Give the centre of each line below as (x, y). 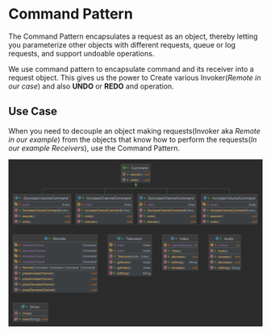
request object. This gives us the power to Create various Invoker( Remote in (135, 77)
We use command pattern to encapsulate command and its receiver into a (131, 68)
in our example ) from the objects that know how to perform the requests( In (133, 139)
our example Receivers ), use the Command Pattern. (94, 148)
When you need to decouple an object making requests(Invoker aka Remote (134, 130)
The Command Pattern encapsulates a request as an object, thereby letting (133, 36)
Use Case (33, 112)
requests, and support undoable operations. (81, 53)
